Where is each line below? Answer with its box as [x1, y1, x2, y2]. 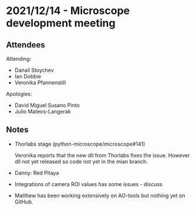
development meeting [6, 16, 116, 30]
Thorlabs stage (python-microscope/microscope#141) [14, 140, 146, 147]
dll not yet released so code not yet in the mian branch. [14, 158, 148, 165]
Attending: [6, 56, 31, 62]
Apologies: [6, 91, 32, 97]
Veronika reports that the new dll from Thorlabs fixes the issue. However [14, 152, 190, 159]
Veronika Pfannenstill [14, 79, 66, 86]
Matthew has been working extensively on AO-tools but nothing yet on [14, 192, 185, 199]
